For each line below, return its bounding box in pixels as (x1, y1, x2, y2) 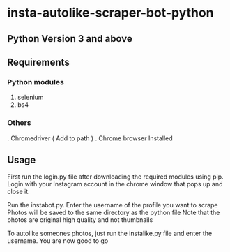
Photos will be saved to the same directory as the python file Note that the (7, 208, 220, 217)
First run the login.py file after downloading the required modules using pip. (7, 172, 224, 181)
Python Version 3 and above (7, 33, 132, 45)
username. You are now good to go (7, 237, 109, 245)
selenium (17, 93, 44, 102)
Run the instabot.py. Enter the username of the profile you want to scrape (7, 201, 218, 209)
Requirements (7, 56, 70, 68)
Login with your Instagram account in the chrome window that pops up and (7, 180, 223, 188)
